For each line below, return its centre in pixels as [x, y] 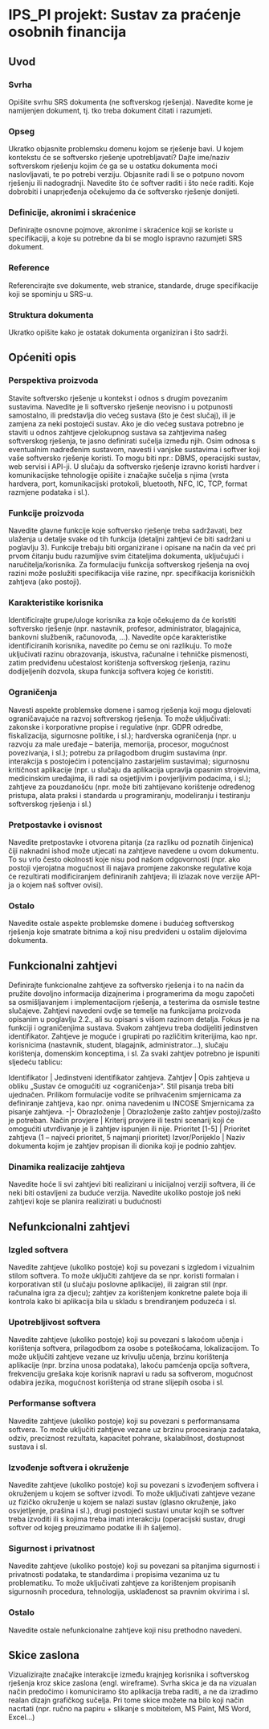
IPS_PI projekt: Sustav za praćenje [125, 15]
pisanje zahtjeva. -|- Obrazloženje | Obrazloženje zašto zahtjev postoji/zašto [135, 1112]
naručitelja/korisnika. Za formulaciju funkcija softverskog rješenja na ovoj [129, 565]
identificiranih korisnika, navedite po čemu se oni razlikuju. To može [120, 646]
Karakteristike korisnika [56, 603]
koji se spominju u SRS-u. [51, 294]
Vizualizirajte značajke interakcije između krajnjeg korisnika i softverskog [129, 1674]
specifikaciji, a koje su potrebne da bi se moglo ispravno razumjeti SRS [125, 238]
